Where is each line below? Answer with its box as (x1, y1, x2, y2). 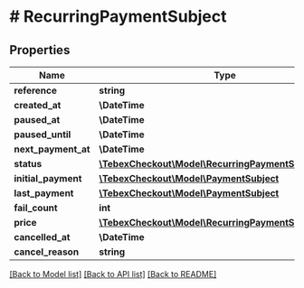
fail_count (14, 201, 58, 214)
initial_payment (14, 172, 82, 184)
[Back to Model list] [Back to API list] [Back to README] (9, 269, 217, 279)
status (14, 158, 43, 170)
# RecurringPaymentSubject (9, 6, 228, 27)
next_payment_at (14, 143, 90, 155)
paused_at (14, 114, 61, 125)
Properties (9, 42, 71, 58)
